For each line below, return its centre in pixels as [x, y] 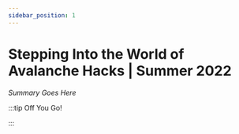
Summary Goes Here [42, 92]
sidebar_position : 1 [42, 15]
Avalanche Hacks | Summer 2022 [120, 71]
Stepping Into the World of [96, 54]
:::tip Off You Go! [35, 107]
